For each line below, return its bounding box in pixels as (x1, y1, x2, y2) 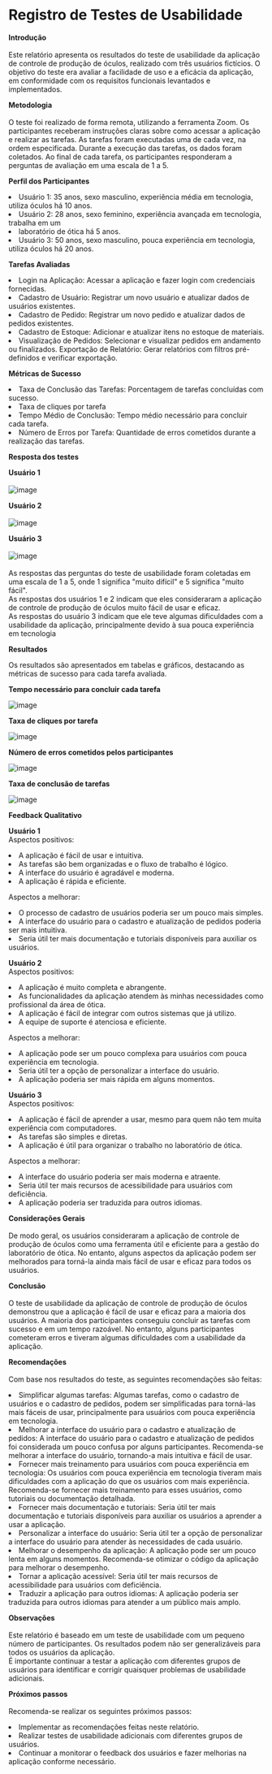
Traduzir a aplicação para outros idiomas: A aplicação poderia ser (19, 1588, 240, 1598)
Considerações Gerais (8, 1213, 85, 1223)
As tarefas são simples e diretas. (19, 1131, 128, 1141)
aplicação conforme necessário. (8, 1756, 116, 1766)
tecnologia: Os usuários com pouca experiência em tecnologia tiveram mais (8, 1468, 262, 1478)
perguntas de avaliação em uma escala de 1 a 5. (8, 160, 169, 170)
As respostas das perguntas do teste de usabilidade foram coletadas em (8, 568, 251, 578)
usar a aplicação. (8, 1519, 67, 1529)
